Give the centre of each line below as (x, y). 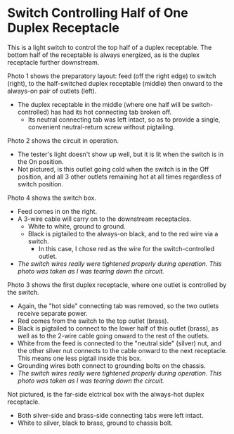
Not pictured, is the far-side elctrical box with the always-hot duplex (106, 394)
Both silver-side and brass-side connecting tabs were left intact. (110, 415)
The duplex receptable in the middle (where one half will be (103, 104)
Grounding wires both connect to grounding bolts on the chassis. (111, 365)
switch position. (40, 184)
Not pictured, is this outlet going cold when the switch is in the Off (113, 169)
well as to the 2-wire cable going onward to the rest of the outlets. (113, 336)
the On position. (41, 161)
